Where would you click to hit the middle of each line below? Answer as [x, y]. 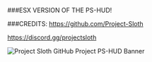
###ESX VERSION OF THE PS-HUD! [60, 10]
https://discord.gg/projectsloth [52, 37]
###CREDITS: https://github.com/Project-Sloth [75, 24]
